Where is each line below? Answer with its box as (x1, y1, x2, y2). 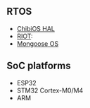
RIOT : (16, 32, 33, 40)
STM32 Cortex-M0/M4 (16, 86, 84, 95)
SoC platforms (6, 60, 71, 72)
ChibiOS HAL (16, 24, 56, 32)
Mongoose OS (16, 39, 59, 48)
